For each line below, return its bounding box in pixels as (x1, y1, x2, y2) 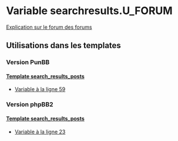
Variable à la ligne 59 (14, 86, 66, 93)
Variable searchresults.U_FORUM (6, 4, 173, 18)
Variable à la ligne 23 (14, 128, 66, 135)
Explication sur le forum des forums (6, 23, 92, 31)
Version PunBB (6, 58, 50, 66)
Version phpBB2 (6, 100, 54, 109)
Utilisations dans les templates (6, 41, 122, 51)
